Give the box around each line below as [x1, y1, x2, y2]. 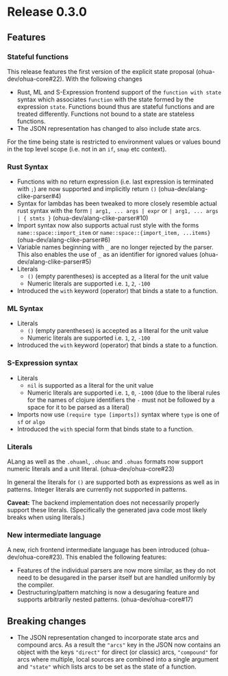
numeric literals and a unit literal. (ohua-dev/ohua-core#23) [7, 465, 175, 473]
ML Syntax [7, 304, 44, 314]
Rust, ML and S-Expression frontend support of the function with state [16, 88, 222, 96]
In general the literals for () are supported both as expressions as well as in [7, 478, 220, 486]
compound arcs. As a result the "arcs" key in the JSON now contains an [16, 641, 221, 649]
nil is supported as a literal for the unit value [27, 381, 154, 389]
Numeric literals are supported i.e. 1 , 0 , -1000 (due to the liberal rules [27, 388, 220, 397]
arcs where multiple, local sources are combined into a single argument [16, 655, 219, 664]
